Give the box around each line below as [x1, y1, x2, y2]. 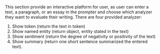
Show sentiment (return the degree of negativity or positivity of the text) [12, 33, 156, 39]
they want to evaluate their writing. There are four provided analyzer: [5, 14, 142, 20]
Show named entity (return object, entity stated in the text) [12, 29, 129, 34]
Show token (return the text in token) [12, 23, 86, 29]
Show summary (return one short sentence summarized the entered [12, 39, 148, 44]
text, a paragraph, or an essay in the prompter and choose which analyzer [5, 9, 152, 15]
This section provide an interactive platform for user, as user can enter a [5, 4, 149, 10]
